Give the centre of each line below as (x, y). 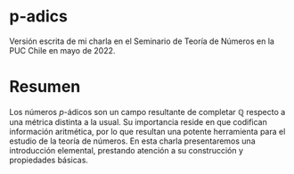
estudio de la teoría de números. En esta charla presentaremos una (132, 141)
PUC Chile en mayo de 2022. (62, 50)
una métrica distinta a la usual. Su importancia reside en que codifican (138, 121)
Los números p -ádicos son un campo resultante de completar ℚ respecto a (147, 112)
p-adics (39, 17)
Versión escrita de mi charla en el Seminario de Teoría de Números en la (142, 41)
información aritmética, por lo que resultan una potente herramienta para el (147, 131)
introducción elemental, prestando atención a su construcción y (126, 150)
